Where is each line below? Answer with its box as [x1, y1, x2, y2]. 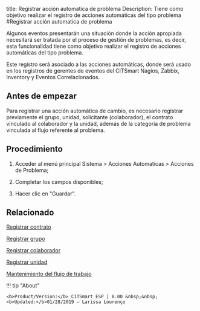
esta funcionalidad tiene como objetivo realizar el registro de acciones [6, 42, 181, 50]
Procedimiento [6, 144, 63, 154]
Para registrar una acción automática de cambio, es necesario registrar [6, 107, 183, 114]
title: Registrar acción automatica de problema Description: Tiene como [6, 5, 184, 12]
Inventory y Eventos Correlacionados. [6, 74, 100, 80]
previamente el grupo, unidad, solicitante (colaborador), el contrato [6, 113, 173, 120]
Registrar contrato [6, 223, 51, 231]
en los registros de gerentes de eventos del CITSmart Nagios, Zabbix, [6, 67, 180, 74]
